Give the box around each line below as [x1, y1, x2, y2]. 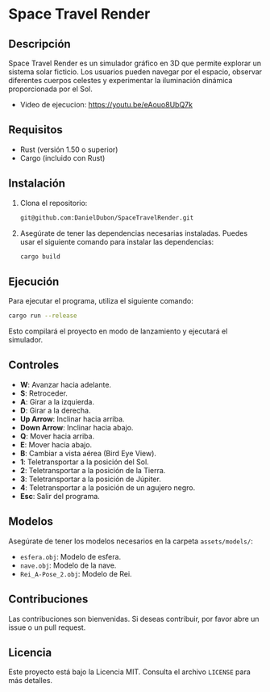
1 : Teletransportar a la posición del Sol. [19, 457, 149, 467]
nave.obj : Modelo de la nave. [19, 560, 117, 570]
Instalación [8, 177, 66, 191]
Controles [8, 359, 60, 372]
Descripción [8, 37, 71, 51]
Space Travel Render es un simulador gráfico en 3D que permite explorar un [8, 58, 262, 68]
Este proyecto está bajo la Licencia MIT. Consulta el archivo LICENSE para [8, 667, 251, 677]
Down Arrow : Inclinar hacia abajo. [19, 422, 134, 432]
